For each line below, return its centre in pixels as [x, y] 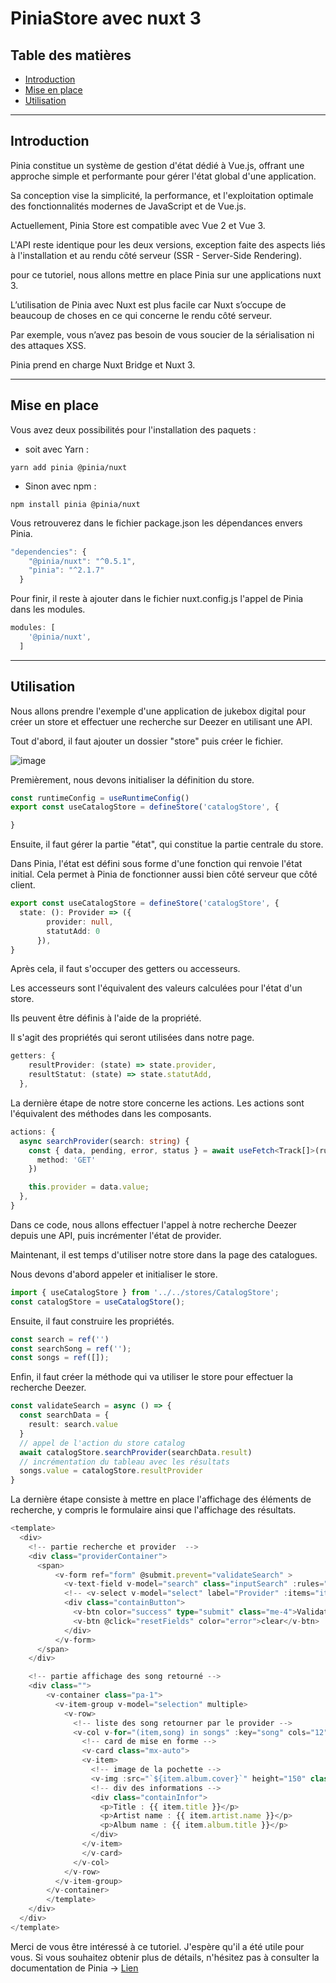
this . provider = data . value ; [89, 1187]
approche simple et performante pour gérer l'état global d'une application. [163, 176]
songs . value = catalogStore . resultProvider [111, 1471]
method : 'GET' [66, 1160]
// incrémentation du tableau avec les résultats [124, 1462]
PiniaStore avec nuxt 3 [106, 18]
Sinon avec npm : [60, 486]
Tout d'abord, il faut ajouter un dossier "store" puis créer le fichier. [147, 741]
